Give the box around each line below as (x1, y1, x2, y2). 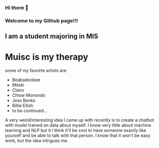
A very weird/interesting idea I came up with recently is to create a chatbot (5, 117, 154, 123)
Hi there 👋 (5, 4, 29, 11)
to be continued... (12, 108, 48, 114)
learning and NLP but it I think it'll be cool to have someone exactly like (5, 128, 146, 133)
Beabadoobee (12, 77, 40, 83)
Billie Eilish (12, 103, 33, 108)
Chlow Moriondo (12, 92, 46, 98)
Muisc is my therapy (5, 52, 89, 62)
